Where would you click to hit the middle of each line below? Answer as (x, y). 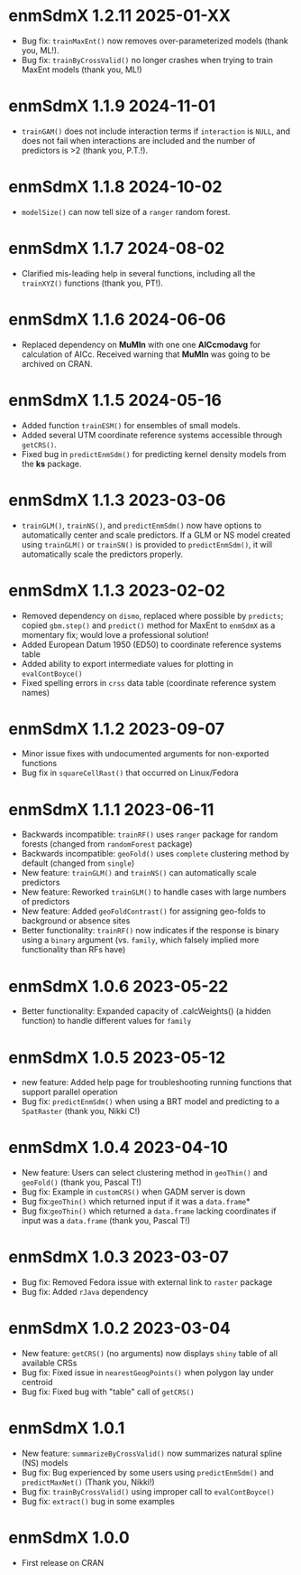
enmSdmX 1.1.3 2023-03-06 (117, 500)
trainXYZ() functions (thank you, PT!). (92, 283)
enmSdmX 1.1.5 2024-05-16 (115, 400)
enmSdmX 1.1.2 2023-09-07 (117, 729)
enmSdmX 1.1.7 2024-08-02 (117, 248)
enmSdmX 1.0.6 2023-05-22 (119, 986)
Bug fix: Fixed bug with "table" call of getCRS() (108, 1392)
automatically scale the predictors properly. (102, 554)
